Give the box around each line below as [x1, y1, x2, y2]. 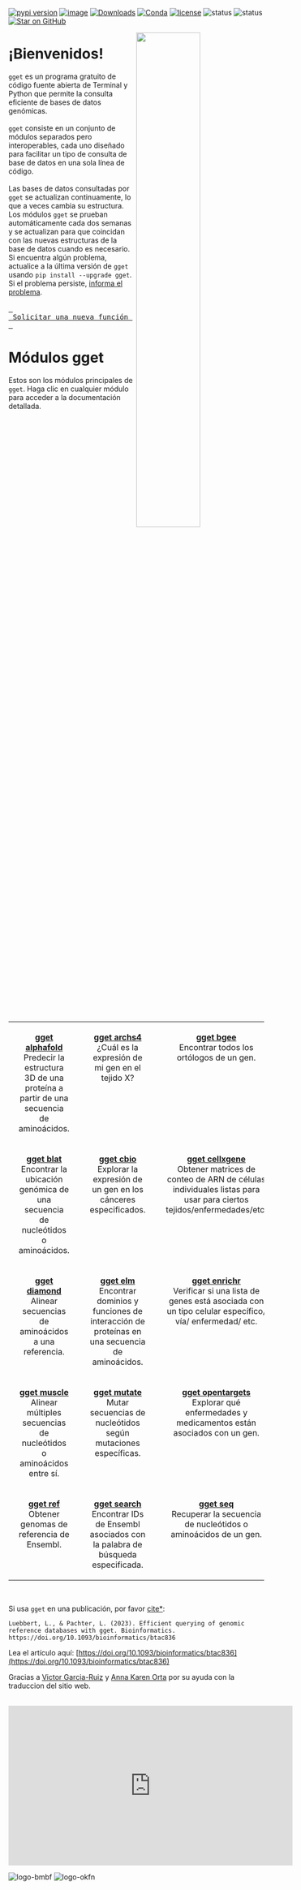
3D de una [24, 1072, 64, 1083]
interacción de [90, 1315, 145, 1327]
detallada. [8, 401, 42, 411]
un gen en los [92, 1184, 144, 1195]
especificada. [92, 1559, 144, 1570]
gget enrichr [191, 1275, 241, 1286]
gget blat [26, 1153, 62, 1165]
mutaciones [95, 1437, 140, 1449]
